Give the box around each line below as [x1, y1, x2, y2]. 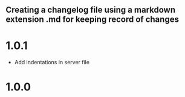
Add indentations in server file [14, 59, 90, 66]
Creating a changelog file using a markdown [5, 5, 176, 15]
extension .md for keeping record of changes [5, 15, 180, 25]
